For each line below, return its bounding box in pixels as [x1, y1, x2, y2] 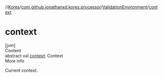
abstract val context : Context [5, 53, 63, 58]
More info [5, 58, 25, 64]
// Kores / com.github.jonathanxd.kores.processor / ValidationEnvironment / [5, 4, 149, 10]
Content [5, 47, 21, 53]
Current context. [5, 67, 38, 73]
